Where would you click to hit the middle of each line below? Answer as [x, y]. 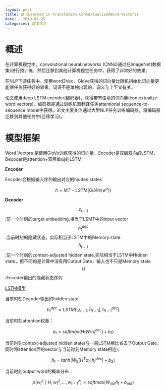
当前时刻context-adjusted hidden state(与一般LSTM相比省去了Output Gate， [83, 343]
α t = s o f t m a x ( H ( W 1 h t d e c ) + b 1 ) [83, 332]
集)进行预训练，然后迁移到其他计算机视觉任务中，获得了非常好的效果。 [78, 70]
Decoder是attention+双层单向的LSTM [43, 159]
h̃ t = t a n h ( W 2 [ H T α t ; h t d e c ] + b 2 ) [83, 360]
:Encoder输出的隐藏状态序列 [34, 277]
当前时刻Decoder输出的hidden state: [43, 299]
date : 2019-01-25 [25, 19]
